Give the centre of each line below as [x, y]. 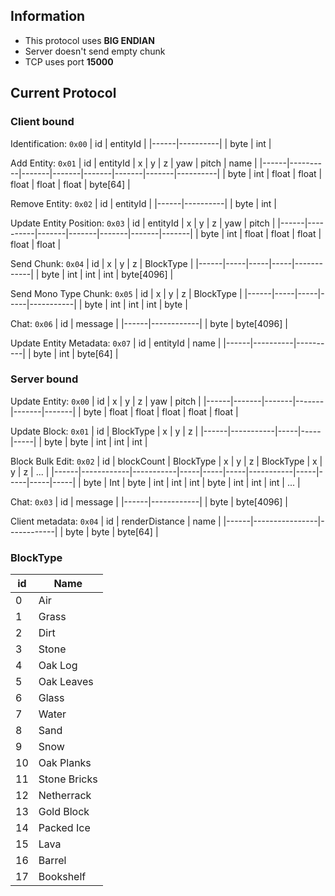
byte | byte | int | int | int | [96, 441]
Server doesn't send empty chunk [95, 51]
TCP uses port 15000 [69, 61]
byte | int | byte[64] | [76, 353]
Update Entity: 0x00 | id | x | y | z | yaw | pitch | [106, 401]
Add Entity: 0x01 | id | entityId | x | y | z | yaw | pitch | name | [134, 163]
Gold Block [64, 812]
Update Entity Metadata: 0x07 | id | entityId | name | [116, 343]
